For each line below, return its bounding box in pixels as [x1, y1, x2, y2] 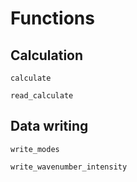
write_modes [10, 144, 60, 154]
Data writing [10, 118, 89, 135]
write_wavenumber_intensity [10, 162, 128, 172]
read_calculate [10, 91, 74, 101]
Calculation [10, 47, 84, 64]
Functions [10, 7, 95, 30]
